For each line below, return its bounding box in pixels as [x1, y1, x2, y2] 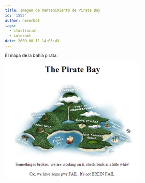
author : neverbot [5, 18, 40, 23]
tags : [5, 23, 16, 28]
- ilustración [9, 28, 38, 33]
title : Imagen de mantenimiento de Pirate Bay [5, 8, 101, 13]
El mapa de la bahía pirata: [5, 52, 58, 58]
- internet [9, 33, 31, 38]
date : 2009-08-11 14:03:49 [5, 39, 59, 44]
